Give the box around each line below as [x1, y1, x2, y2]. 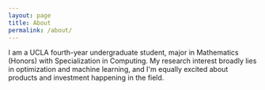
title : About [8, 19, 51, 27]
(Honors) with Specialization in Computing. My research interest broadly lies [8, 56, 257, 66]
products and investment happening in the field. [8, 73, 165, 83]
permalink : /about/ [8, 26, 73, 34]
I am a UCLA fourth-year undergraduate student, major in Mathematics [8, 48, 239, 58]
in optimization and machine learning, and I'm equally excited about [8, 65, 229, 74]
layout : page [8, 11, 51, 20]
